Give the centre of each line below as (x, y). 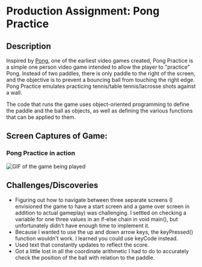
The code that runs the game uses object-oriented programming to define (98, 104)
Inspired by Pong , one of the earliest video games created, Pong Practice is (100, 61)
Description (29, 46)
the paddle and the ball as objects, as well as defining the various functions (99, 111)
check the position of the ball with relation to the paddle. (85, 257)
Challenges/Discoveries (52, 185)
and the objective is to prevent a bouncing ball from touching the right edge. (101, 80)
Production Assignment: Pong (83, 11)
